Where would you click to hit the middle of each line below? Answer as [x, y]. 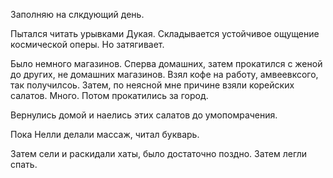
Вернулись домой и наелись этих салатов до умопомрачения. [144, 115]
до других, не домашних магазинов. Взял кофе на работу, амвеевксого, [164, 74]
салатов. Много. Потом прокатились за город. [109, 95]
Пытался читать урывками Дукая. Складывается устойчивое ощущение [165, 33]
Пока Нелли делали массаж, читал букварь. [105, 134]
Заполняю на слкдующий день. [77, 14]
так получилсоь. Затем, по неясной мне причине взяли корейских [152, 85]
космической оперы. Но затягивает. [87, 44]
